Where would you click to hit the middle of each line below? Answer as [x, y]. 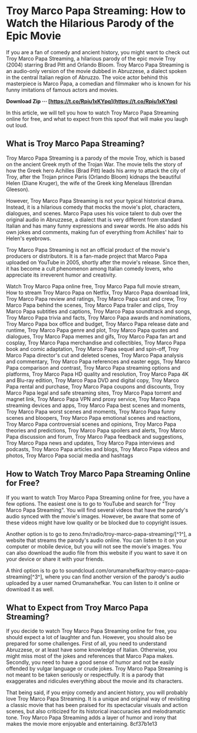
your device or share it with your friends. [55, 559]
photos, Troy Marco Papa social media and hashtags [70, 455]
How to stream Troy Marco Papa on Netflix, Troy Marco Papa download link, [98, 292]
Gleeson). [18, 189]
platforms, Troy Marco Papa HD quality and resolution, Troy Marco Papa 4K [98, 374]
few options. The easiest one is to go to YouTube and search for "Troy [91, 504]
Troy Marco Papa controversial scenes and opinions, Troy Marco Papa [91, 424]
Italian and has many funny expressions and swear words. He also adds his [97, 226]
